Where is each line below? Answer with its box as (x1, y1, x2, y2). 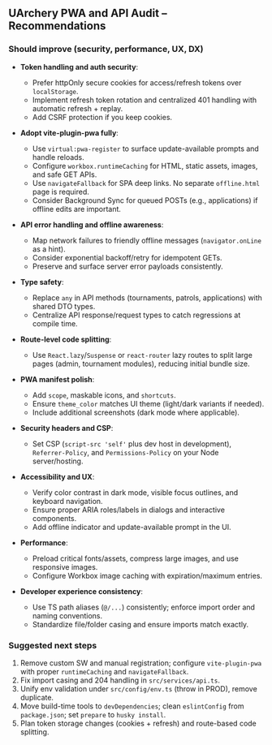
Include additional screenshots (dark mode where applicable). (32, 407, 240, 417)
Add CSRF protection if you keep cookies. (32, 112, 173, 122)
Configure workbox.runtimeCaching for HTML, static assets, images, (32, 161, 258, 170)
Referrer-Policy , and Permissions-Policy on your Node (32, 447, 219, 457)
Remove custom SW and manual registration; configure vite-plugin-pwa (19, 657, 262, 668)
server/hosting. (32, 456, 84, 466)
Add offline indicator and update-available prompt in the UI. (32, 522, 231, 532)
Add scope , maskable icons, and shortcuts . (32, 390, 176, 400)
